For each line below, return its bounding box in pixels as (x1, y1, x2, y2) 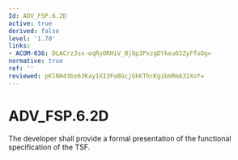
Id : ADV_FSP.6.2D (8, 11, 67, 20)
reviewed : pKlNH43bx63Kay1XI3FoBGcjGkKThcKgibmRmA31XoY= (8, 72, 205, 80)
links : (8, 42, 31, 50)
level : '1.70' (8, 34, 57, 43)
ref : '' (8, 65, 35, 73)
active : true (8, 19, 53, 27)
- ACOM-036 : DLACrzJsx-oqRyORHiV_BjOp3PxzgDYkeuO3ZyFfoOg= (8, 49, 212, 57)
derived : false (8, 27, 60, 35)
